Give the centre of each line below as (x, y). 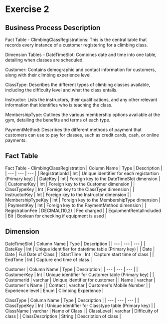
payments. (16, 140)
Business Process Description (53, 28)
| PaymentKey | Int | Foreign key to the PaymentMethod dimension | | (76, 205)
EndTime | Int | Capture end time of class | (49, 259)
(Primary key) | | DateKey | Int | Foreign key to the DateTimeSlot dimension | (83, 178)
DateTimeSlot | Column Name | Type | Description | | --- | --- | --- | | (75, 243)
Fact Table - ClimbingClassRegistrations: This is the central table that (76, 39)
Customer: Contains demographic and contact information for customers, (81, 69)
